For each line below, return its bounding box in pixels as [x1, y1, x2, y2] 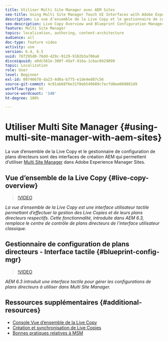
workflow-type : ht [5, 86, 43, 91]
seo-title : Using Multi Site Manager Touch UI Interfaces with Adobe [5, 12, 153, 17]
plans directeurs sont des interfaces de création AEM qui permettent [5, 154, 146, 160]
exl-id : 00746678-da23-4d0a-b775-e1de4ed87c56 [5, 77, 104, 82]
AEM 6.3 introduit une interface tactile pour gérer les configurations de [5, 278, 151, 285]
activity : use [5, 44, 35, 49]
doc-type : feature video [5, 40, 57, 45]
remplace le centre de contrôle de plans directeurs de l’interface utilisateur [5, 220, 160, 226]
